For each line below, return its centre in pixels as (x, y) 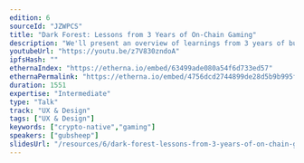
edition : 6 (30, 18)
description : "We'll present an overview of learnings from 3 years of (147, 43)
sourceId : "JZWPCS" (46, 26)
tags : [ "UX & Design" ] (52, 119)
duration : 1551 (38, 85)
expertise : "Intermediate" (60, 93)
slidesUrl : (30, 144)
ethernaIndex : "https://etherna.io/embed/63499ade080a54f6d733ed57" (141, 69)
